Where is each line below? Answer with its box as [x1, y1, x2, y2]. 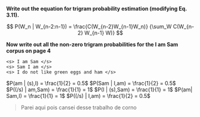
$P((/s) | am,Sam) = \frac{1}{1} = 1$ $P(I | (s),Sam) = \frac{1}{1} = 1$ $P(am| [6, 86, 193, 93]
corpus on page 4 [6, 47, 51, 54]
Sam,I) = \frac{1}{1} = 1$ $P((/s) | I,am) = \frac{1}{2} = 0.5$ [6, 93, 151, 99]
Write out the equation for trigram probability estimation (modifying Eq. [6, 5, 187, 12]
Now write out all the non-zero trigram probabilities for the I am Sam [6, 41, 179, 48]
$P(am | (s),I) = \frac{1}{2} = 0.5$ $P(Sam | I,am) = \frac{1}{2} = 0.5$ [6, 80, 176, 87]
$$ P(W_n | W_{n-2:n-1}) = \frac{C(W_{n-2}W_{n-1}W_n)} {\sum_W [6, 23, 172, 30]
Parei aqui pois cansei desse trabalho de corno [20, 104, 137, 111]
